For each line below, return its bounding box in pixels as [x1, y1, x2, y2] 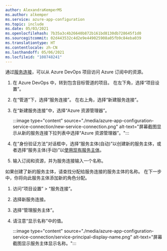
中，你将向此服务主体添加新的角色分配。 [5, 175, 90, 181]
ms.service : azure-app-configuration [5, 17, 85, 22]
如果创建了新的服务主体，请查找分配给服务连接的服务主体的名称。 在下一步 [5, 169, 162, 175]
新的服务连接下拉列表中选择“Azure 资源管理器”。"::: [21, 130, 130, 136]
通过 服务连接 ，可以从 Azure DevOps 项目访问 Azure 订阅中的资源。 [5, 69, 146, 75]
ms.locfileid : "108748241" [5, 54, 62, 60]
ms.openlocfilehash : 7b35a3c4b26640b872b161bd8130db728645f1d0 [5, 31, 142, 36]
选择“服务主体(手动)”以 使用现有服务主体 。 [17, 147, 105, 153]
